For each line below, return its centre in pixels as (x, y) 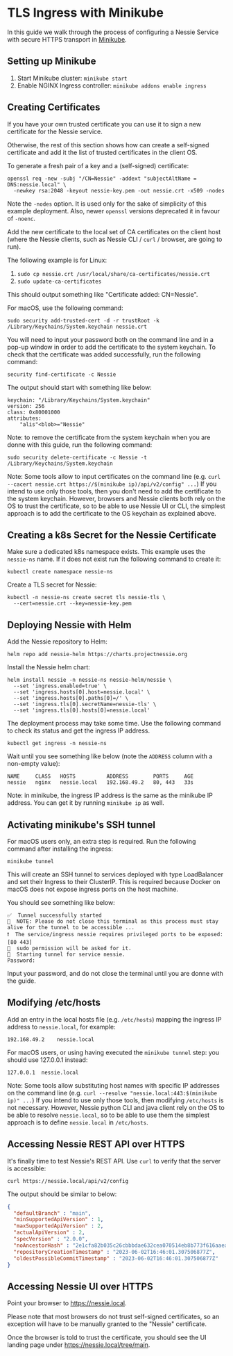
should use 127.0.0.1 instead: (48, 1060)
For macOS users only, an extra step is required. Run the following (102, 841)
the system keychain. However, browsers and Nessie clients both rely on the (116, 498)
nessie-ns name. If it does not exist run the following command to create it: (114, 559)
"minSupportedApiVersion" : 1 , (59, 1220)
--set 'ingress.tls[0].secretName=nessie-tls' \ (85, 704)
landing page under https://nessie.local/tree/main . (79, 1345)
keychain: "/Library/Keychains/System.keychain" (79, 400)
